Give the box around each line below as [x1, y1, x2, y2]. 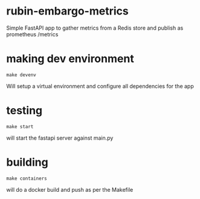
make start [6, 123, 34, 129]
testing [6, 104, 43, 117]
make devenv [6, 71, 36, 78]
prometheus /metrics [6, 30, 59, 38]
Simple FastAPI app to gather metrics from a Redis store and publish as [6, 24, 184, 31]
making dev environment [6, 52, 134, 66]
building [6, 155, 48, 169]
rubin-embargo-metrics [6, 4, 129, 18]
